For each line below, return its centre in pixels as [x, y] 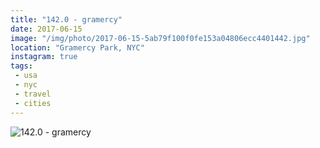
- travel [33, 94]
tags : [21, 66]
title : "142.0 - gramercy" [66, 19]
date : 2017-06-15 [46, 29]
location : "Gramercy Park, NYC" [77, 47]
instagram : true [44, 57]
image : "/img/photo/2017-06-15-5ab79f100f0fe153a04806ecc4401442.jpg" [160, 38]
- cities [33, 103]
